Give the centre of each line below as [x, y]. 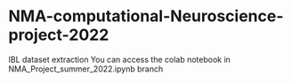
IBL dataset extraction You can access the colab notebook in [119, 59]
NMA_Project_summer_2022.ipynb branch [86, 69]
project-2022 [59, 35]
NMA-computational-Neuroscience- [146, 16]
